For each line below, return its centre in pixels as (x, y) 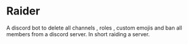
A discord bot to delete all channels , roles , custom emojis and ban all (94, 28)
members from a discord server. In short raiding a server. (78, 34)
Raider (23, 11)
